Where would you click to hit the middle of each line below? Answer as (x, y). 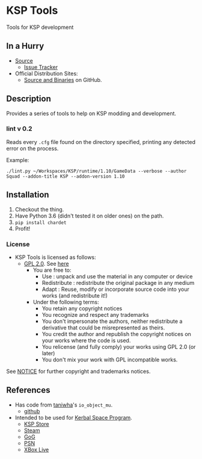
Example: (18, 160)
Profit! (23, 228)
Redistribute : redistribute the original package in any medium (118, 283)
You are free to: (52, 270)
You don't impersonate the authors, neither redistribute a (112, 321)
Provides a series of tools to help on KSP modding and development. (91, 113)
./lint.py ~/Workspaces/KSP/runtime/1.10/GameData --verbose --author (96, 171)
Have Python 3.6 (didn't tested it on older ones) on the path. (89, 216)
